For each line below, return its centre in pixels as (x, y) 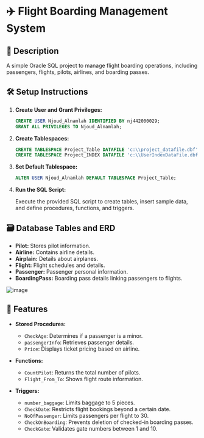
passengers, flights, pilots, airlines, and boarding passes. (78, 72)
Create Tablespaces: (42, 138)
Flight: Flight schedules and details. (60, 265)
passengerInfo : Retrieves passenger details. (79, 342)
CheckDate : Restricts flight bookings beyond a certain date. (97, 409)
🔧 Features (27, 309)
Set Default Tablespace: (46, 167)
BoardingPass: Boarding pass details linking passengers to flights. (99, 278)
